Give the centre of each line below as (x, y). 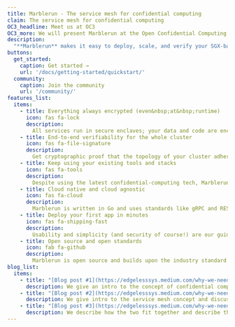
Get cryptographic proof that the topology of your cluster (122, 157)
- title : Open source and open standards (81, 241)
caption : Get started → (55, 66)
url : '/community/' (48, 92)
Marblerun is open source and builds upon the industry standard (130, 261)
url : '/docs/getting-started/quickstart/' (83, 72)
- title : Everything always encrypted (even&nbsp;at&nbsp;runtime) (120, 111)
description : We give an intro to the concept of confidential (120, 286)
